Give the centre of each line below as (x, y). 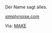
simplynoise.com (22, 16)
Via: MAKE (16, 26)
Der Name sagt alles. (26, 7)
